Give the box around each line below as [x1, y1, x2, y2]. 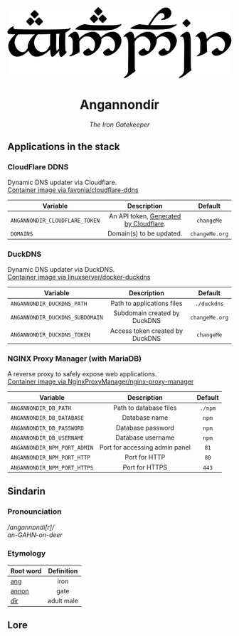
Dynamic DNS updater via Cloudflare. [7, 178, 117, 187]
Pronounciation [7, 507, 62, 516]
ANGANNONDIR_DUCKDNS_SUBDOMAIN [10, 314, 103, 321]
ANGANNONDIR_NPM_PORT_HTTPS [10, 464, 94, 472]
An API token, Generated [109, 212, 181, 221]
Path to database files [113, 403, 177, 412]
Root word [10, 566, 42, 575]
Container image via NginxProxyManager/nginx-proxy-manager [7, 377, 194, 386]
